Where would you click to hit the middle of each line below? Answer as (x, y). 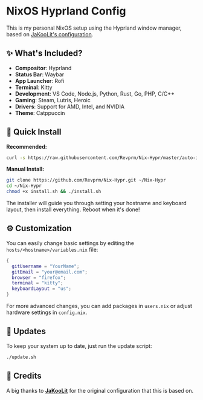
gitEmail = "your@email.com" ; (50, 272)
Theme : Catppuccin (40, 113)
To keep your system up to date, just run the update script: (79, 346)
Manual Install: (25, 169)
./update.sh (21, 357)
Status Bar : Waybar (40, 74)
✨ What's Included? (44, 54)
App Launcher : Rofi (40, 80)
